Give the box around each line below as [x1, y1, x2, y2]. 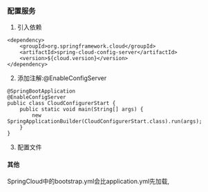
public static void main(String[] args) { [19, 106, 144, 113]
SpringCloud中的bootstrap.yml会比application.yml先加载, [7, 177, 170, 185]
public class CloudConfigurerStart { [7, 100, 116, 107]
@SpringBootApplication [7, 88, 76, 95]
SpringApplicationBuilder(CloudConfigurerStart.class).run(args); [7, 118, 202, 125]
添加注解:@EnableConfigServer [17, 74, 107, 82]
